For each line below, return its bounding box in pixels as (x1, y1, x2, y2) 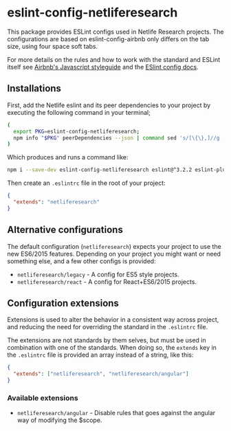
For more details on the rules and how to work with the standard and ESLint (7, 55, 221, 63)
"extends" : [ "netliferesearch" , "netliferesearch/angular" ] (13, 371, 189, 377)
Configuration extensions (7, 297, 119, 309)
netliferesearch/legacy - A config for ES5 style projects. (16, 270, 180, 278)
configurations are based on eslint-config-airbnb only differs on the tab (7, 34, 210, 43)
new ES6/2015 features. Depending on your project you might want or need (7, 250, 221, 258)
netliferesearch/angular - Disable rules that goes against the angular (16, 409, 216, 417)
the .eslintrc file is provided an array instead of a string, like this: (7, 351, 194, 359)
